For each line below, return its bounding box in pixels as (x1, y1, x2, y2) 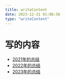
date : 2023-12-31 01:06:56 (5, 12, 61, 17)
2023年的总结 (12, 69, 41, 75)
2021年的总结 (12, 56, 40, 62)
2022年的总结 (12, 63, 41, 69)
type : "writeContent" (5, 16, 50, 21)
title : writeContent (5, 7, 48, 12)
